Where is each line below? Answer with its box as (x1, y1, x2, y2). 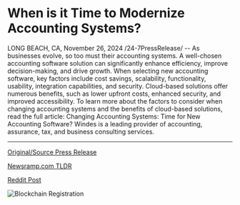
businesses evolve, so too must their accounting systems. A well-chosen (7, 51, 222, 60)
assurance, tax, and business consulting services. (7, 127, 155, 136)
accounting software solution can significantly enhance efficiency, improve (7, 59, 229, 67)
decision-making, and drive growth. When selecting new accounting (7, 66, 209, 75)
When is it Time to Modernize (7, 5, 185, 21)
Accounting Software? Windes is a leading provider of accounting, (7, 119, 203, 128)
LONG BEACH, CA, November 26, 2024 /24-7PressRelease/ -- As (7, 44, 200, 52)
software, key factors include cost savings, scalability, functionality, (7, 74, 206, 83)
